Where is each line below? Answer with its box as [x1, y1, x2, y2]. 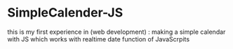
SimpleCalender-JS [7, 5, 124, 21]
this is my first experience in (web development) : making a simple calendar [7, 28, 226, 36]
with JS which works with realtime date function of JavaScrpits [7, 35, 190, 43]
